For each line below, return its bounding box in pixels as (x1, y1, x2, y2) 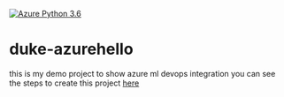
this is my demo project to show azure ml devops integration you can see (9, 68, 276, 78)
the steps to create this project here (9, 78, 140, 88)
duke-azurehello (9, 40, 134, 59)
